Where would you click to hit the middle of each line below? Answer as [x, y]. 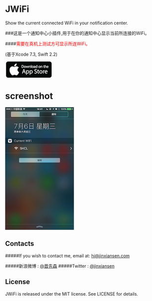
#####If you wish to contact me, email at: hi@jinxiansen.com [68, 256]
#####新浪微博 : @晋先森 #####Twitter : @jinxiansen [60, 266]
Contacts [20, 244]
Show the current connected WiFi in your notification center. [67, 23]
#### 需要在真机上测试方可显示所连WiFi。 [48, 44]
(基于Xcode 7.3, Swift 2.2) [31, 54]
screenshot [29, 96]
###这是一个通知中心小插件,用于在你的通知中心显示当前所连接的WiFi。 [77, 33]
